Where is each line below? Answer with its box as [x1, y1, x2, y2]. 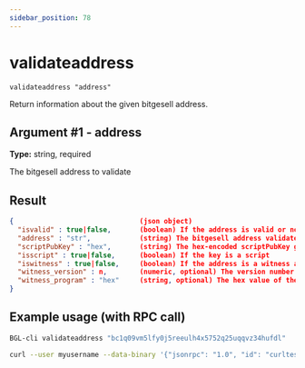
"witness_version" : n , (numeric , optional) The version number [17, 267, 295, 277]
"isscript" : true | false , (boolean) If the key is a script [17, 251, 271, 260]
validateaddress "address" [9, 83, 112, 92]
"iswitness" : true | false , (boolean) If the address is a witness [17, 259, 290, 268]
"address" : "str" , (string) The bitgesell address [17, 234, 261, 243]
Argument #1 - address [9, 124, 143, 140]
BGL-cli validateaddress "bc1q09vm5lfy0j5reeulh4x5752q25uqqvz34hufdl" [9, 333, 286, 343]
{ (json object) [9, 217, 193, 226]
